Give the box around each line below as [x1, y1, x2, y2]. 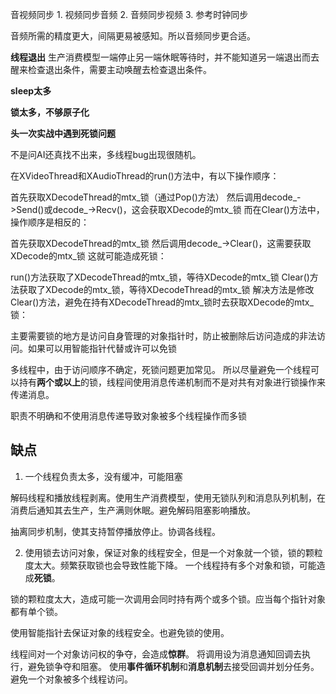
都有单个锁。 [10, 605, 63, 617]
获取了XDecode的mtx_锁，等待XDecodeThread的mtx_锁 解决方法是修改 [18, 284, 315, 295]
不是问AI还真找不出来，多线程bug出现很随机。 [10, 149, 202, 160]
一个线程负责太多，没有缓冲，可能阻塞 [24, 470, 183, 482]
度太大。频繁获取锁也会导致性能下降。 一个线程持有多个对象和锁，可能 [24, 559, 317, 571]
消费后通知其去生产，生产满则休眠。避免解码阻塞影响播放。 [10, 504, 256, 516]
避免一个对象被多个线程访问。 [10, 673, 133, 685]
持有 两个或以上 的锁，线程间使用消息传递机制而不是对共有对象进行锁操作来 [18, 376, 326, 388]
